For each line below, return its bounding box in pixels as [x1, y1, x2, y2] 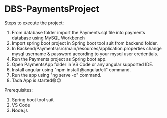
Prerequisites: [4, 87, 33, 93]
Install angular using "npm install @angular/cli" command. [11, 66, 131, 73]
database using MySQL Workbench [11, 35, 85, 41]
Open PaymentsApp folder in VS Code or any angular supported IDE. [11, 61, 154, 67]
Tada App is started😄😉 [11, 77, 62, 83]
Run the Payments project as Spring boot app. [11, 56, 107, 62]
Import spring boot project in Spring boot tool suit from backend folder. [11, 40, 158, 46]
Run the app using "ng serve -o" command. [11, 72, 102, 78]
